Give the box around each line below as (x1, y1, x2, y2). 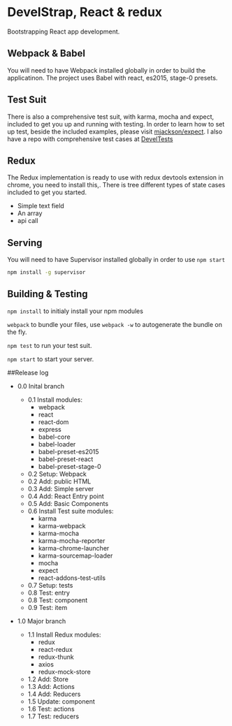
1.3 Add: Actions (27, 682, 75, 690)
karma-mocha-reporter (38, 536, 106, 545)
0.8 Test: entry (27, 588, 70, 597)
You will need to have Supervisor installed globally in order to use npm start (7, 256, 226, 264)
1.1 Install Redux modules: (27, 630, 101, 639)
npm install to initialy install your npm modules (7, 307, 143, 315)
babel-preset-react (38, 455, 94, 463)
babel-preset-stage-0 (38, 462, 101, 470)
